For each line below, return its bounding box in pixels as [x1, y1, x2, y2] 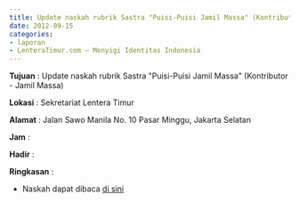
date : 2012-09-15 [9, 21, 74, 30]
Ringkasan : [9, 166, 54, 177]
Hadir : [9, 149, 35, 160]
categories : [9, 29, 53, 38]
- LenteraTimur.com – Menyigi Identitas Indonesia [9, 46, 201, 55]
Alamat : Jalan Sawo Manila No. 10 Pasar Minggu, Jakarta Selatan [9, 115, 252, 126]
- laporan [9, 37, 46, 47]
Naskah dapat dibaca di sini [21, 183, 125, 194]
